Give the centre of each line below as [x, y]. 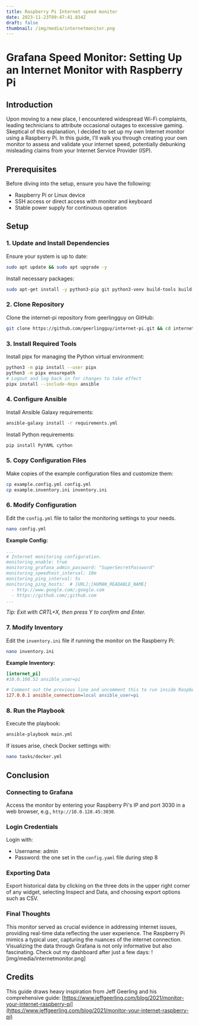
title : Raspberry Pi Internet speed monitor [62, 12]
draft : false [22, 23]
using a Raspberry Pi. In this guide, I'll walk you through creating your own [97, 138]
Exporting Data [28, 873]
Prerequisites [31, 169]
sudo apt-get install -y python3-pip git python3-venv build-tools [91, 289]
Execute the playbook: [33, 724]
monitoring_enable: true [37, 562]
